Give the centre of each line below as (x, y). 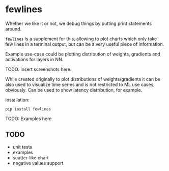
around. (13, 28)
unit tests (22, 147)
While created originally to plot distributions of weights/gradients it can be (83, 79)
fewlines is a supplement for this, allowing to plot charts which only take (81, 39)
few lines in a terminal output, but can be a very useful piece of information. (85, 44)
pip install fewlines (28, 109)
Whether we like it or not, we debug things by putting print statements (79, 23)
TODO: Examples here (29, 119)
